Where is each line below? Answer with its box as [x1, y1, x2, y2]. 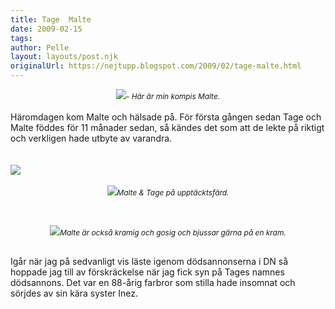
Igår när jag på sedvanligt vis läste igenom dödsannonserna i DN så [10, 256, 289, 267]
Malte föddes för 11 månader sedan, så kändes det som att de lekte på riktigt [10, 122, 325, 133]
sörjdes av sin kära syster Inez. [10, 287, 139, 299]
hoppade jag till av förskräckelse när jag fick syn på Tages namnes [10, 266, 285, 278]
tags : [10, 33, 33, 43]
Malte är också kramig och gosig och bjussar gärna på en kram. [59, 227, 287, 238]
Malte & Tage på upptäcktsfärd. [116, 187, 230, 198]
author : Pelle [10, 42, 70, 53]
